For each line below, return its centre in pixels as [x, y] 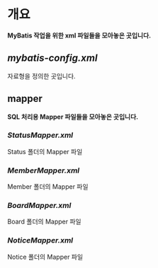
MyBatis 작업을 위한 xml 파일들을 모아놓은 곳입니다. [79, 35]
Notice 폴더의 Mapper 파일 [45, 257]
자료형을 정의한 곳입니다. [41, 76]
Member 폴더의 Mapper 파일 [48, 187]
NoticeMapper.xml [40, 240]
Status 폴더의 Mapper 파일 [45, 151]
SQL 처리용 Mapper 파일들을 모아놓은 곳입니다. [73, 117]
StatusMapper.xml [40, 135]
